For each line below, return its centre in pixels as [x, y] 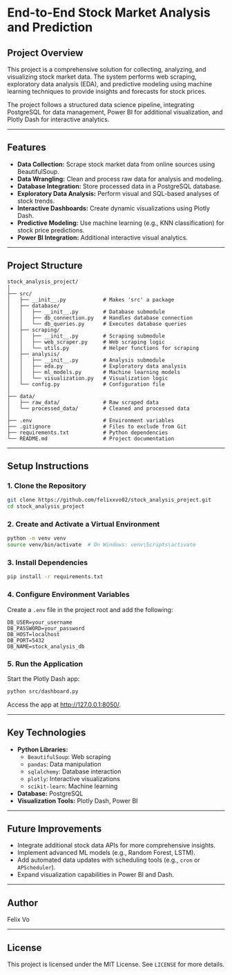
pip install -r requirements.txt [55, 577]
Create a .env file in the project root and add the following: [90, 609]
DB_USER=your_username [40, 622]
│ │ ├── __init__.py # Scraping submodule [86, 336]
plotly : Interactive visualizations [74, 778]
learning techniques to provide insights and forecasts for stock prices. [107, 91]
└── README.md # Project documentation [91, 439]
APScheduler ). [36, 867]
